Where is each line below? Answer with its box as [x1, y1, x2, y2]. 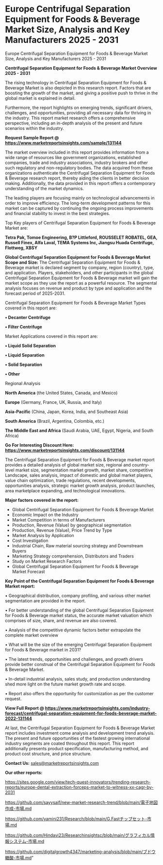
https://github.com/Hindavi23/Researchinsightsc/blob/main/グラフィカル [5, 832, 151, 838]
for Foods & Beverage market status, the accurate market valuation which [5, 612, 152, 618]
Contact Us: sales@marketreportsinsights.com [5, 760, 99, 766]
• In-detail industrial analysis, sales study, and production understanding [5, 676, 150, 682]
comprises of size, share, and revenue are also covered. [5, 617, 117, 623]
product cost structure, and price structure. [5, 751, 92, 757]
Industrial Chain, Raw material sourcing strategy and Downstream [12, 542, 143, 548]
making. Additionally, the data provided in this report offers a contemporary [5, 180, 156, 186]
